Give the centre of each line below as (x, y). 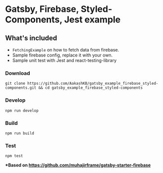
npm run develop (22, 111)
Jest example (92, 20)
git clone (15, 84)
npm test (14, 156)
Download (18, 73)
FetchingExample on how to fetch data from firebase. (66, 50)
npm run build (20, 133)
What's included (31, 38)
